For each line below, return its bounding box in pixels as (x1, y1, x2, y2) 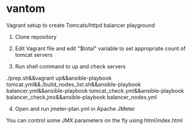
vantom (6, 2, 45, 16)
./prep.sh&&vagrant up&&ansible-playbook (6, 74, 112, 81)
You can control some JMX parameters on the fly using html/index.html (6, 116, 183, 124)
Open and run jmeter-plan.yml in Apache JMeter (14, 105, 135, 112)
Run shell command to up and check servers (14, 62, 126, 70)
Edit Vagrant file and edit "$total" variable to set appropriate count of (14, 44, 186, 52)
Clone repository (14, 33, 57, 40)
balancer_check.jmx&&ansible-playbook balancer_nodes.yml (6, 93, 158, 101)
